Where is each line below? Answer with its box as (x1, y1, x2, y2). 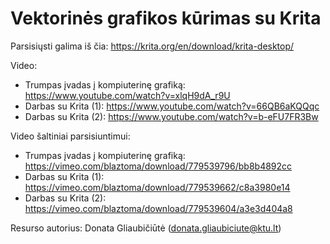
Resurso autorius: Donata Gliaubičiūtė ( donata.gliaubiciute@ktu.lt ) (10, 222, 282, 234)
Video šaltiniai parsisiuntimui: (10, 130, 131, 142)
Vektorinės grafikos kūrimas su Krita (10, 7, 322, 30)
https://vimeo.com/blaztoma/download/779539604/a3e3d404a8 (24, 202, 293, 214)
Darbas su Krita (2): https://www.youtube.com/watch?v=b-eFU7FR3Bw (24, 110, 319, 122)
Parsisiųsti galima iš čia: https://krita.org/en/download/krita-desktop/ (10, 40, 295, 52)
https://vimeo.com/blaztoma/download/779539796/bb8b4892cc (24, 160, 293, 172)
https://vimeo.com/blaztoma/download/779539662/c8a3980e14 (24, 181, 291, 193)
